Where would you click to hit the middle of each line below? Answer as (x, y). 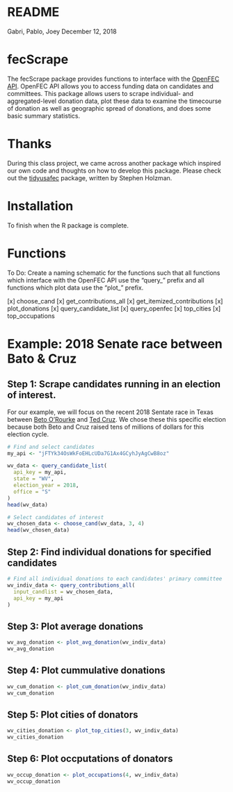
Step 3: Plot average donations (75, 626)
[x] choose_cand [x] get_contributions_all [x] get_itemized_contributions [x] (115, 301)
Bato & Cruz (42, 358)
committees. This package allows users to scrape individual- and (100, 93)
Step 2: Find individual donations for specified (109, 552)
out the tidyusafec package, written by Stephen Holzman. (90, 177)
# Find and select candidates (51, 447)
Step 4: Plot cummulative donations (86, 671)
